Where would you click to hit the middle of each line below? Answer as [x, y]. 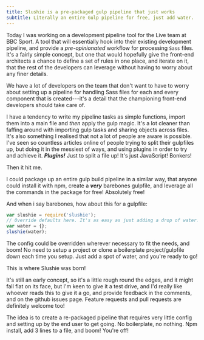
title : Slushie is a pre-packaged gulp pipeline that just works [90, 12]
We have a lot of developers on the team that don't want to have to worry [98, 85]
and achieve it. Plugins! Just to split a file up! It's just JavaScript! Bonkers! [99, 155]
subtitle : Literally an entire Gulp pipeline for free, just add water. [100, 18]
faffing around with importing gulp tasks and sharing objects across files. [98, 130]
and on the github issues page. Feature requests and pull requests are [94, 299]
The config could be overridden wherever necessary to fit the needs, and [98, 243]
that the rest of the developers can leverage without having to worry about [99, 67]
